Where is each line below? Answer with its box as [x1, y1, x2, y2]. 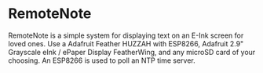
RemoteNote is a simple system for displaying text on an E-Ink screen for [8, 31, 244, 40]
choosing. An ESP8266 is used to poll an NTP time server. [8, 56, 195, 65]
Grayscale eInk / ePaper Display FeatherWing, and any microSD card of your [8, 47, 256, 57]
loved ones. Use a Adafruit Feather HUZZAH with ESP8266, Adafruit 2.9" [8, 38, 244, 48]
